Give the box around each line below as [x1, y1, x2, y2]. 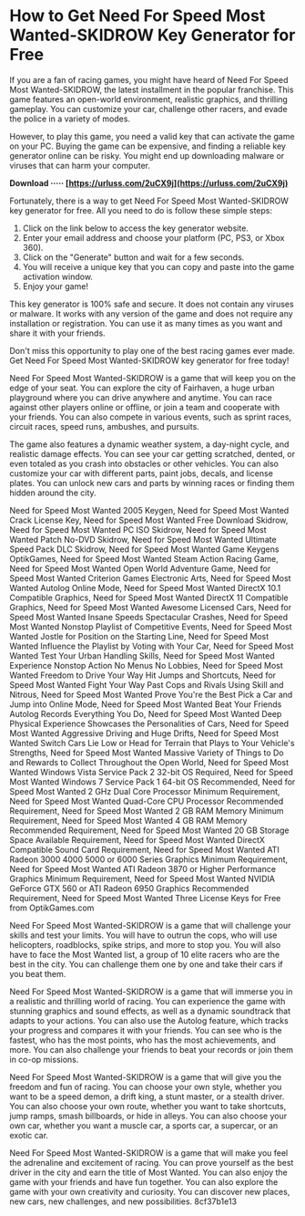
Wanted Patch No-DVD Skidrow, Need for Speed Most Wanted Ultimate [9, 534, 277, 545]
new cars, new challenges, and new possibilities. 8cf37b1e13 [9, 1196, 238, 1207]
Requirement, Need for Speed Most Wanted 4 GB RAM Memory [9, 815, 248, 826]
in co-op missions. [9, 1054, 79, 1065]
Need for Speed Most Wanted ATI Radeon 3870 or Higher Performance [9, 863, 276, 874]
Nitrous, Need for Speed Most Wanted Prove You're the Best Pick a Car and [9, 689, 293, 700]
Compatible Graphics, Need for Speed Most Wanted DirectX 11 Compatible [9, 592, 289, 603]
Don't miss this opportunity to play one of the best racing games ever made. [9, 345, 296, 356]
